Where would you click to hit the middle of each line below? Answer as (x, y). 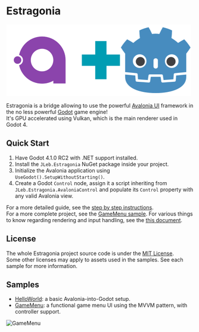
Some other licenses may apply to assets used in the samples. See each (95, 259)
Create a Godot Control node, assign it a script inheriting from (91, 183)
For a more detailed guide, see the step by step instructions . (80, 207)
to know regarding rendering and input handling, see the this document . (94, 220)
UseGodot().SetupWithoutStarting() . (60, 177)
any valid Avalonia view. (44, 196)
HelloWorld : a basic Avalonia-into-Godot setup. (73, 299)
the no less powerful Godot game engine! (57, 112)
